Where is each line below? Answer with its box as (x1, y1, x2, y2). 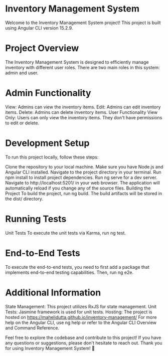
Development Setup (5, 137, 90, 148)
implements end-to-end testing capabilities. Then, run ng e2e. (5, 269, 134, 275)
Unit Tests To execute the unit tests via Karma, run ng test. (5, 230, 126, 236)
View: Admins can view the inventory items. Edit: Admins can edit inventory (5, 104, 161, 110)
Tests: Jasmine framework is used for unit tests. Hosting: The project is (5, 309, 152, 315)
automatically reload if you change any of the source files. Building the (5, 185, 151, 191)
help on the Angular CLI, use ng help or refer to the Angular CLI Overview (5, 319, 157, 325)
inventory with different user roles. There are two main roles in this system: (5, 64, 160, 70)
